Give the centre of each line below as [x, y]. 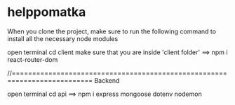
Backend [107, 80]
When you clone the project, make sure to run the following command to [112, 31]
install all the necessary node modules [63, 38]
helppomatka [47, 12]
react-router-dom [33, 59]
